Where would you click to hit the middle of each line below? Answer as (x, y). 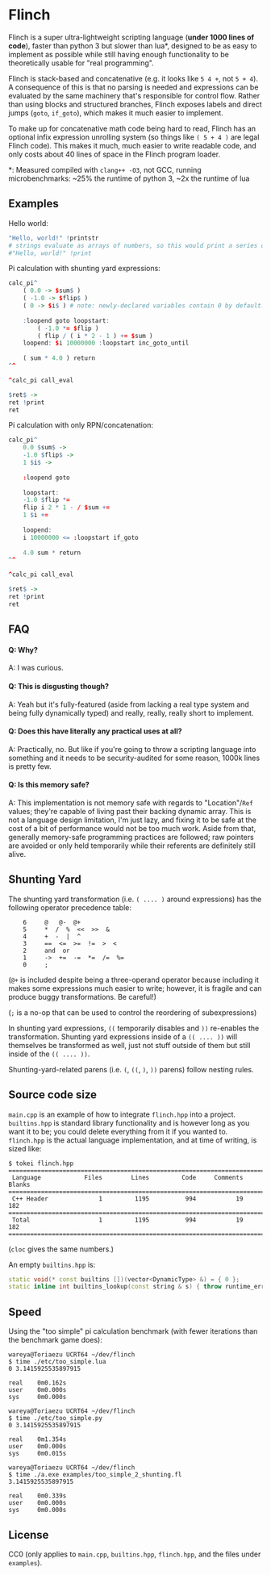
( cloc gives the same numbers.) (61, 1249)
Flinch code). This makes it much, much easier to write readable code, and (132, 145)
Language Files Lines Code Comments (127, 1177)
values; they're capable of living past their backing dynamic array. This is (130, 811)
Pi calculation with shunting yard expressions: (85, 269)
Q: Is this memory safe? (49, 785)
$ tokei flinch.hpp (41, 1163)
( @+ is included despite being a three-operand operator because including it (134, 980)
